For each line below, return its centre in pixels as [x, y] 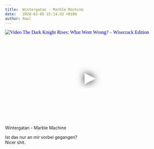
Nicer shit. [15, 142]
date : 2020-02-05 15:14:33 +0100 [41, 14]
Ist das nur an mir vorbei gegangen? [41, 137]
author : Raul [18, 18]
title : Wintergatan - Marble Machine [44, 9]
